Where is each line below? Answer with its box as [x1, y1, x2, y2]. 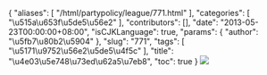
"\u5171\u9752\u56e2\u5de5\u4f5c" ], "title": [8, 46, 174, 56]
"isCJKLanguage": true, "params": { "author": [91, 27, 259, 37]
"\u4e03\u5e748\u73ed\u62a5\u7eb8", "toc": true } [8, 56, 198, 66]
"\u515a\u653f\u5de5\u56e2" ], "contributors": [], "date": [8, 17, 219, 28]
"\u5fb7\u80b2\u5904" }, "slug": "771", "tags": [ [8, 36, 185, 46]
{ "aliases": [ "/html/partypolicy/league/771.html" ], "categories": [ [8, 8, 251, 18]
